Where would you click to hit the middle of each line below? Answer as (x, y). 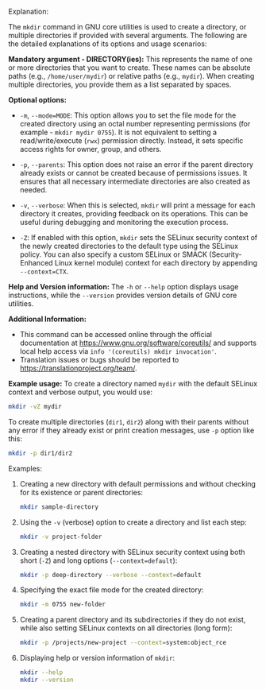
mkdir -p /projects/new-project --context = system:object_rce (123, 643)
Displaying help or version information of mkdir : (97, 658)
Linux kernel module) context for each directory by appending (156, 263)
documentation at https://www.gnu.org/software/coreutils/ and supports (138, 343)
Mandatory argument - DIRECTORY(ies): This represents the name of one (130, 59)
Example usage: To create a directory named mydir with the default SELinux (133, 384)
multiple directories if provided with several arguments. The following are (128, 35)
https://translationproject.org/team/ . (78, 368)
